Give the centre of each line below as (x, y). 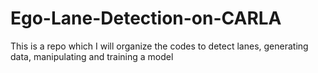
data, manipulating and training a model (92, 56)
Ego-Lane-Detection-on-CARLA (146, 18)
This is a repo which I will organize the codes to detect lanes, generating (159, 46)
